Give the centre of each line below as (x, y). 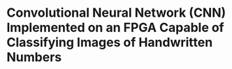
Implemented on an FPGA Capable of (115, 28)
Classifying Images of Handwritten (110, 43)
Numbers (34, 58)
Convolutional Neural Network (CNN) (116, 13)
